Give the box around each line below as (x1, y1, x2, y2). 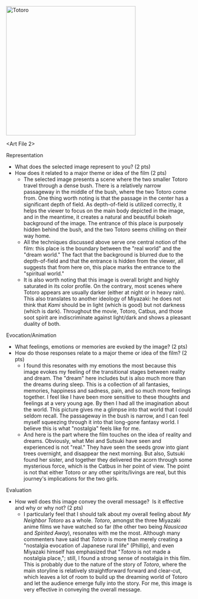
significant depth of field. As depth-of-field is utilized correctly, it (23, 201, 182, 208)
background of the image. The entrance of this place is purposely (23, 220, 184, 226)
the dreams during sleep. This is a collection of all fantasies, (23, 381, 170, 388)
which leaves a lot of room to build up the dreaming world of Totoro (23, 574, 188, 580)
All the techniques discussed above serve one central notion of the (23, 239, 187, 245)
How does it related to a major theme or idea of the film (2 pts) (14, 170, 167, 176)
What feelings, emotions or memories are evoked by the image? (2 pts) (14, 343, 188, 350)
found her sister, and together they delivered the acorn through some (23, 456, 193, 463)
